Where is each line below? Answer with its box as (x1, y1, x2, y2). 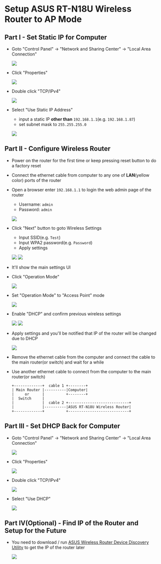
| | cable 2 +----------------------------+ (11, 400, 131, 405)
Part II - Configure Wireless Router (4, 145, 111, 153)
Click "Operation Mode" (11, 273, 60, 279)
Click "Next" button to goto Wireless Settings (11, 225, 102, 231)
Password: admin (18, 206, 52, 212)
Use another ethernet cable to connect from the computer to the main (11, 368, 151, 374)
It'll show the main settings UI (11, 264, 71, 270)
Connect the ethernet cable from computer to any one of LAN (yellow (11, 172, 150, 178)
